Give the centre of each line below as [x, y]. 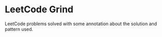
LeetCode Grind [39, 10]
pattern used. [19, 29]
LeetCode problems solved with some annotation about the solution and [81, 24]
